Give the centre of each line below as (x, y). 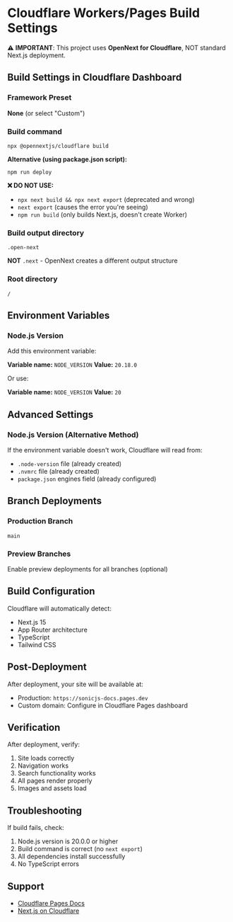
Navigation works (43, 766)
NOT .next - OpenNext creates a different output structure (92, 261)
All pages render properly (55, 781)
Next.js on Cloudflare (48, 911)
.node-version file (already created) (70, 463)
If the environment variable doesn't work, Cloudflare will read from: (105, 450)
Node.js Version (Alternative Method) (73, 435)
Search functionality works (57, 773)
